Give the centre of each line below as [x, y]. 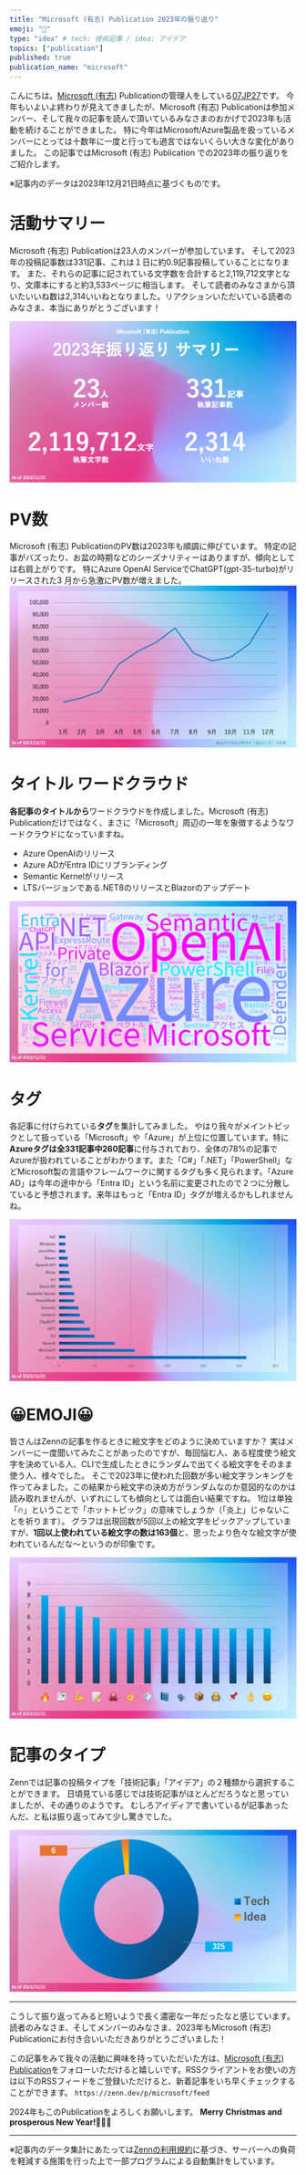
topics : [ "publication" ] [56, 48]
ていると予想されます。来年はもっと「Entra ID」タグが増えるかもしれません [151, 1194]
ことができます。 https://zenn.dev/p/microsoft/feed [109, 2092]
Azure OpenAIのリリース [69, 853]
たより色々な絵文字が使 [253, 1532]
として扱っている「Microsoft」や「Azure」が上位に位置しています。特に [153, 1138]
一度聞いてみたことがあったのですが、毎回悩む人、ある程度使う [160, 1452]
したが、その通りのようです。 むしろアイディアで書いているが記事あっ [149, 1806]
